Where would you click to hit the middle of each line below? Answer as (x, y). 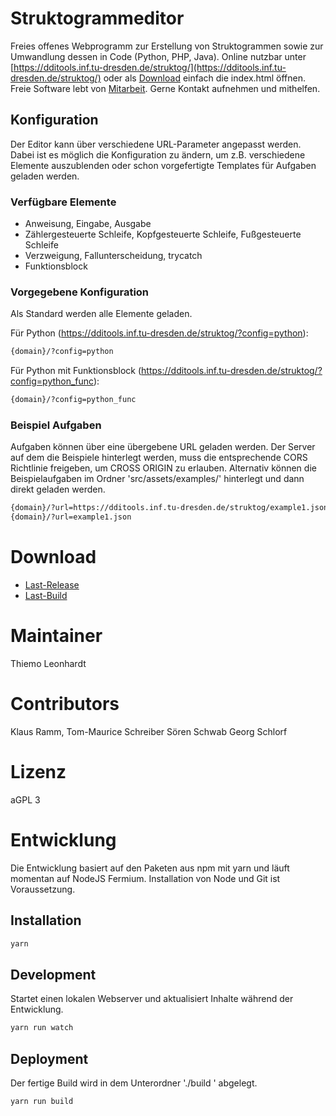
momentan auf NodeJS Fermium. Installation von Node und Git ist (145, 878)
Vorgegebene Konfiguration (80, 292)
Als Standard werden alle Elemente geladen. (101, 314)
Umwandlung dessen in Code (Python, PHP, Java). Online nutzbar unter (158, 56)
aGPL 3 (25, 799)
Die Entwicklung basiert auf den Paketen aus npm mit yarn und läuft (150, 868)
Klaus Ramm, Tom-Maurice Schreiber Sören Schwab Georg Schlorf (149, 731)
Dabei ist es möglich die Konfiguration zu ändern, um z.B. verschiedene (158, 154)
